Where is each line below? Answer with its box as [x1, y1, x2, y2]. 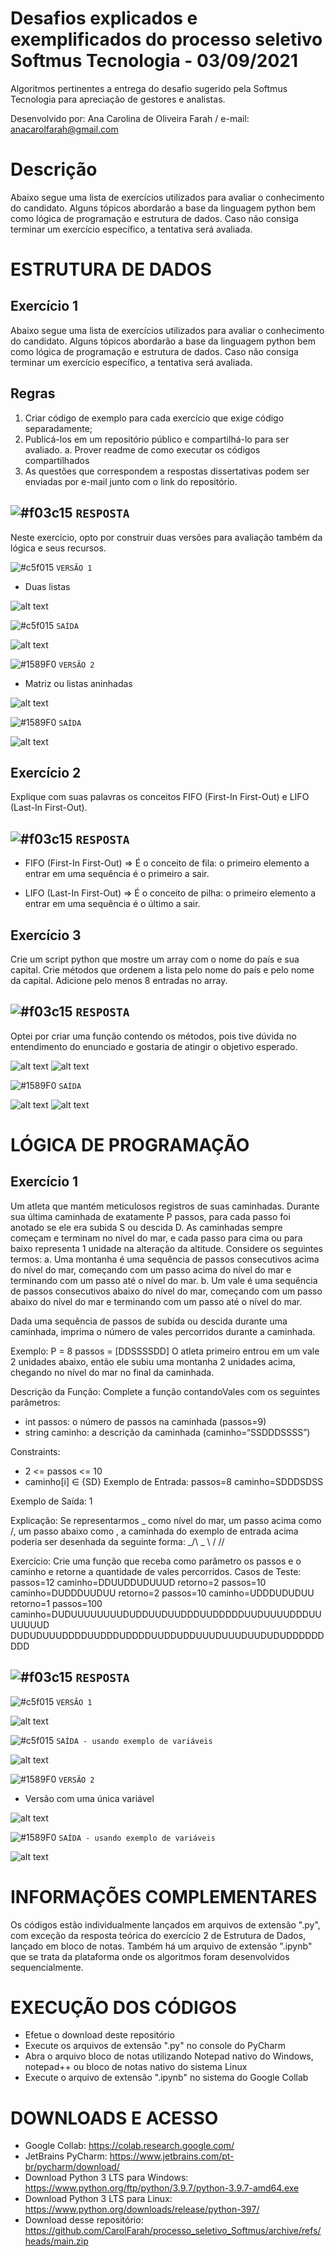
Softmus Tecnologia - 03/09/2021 [10, 50, 298, 72]
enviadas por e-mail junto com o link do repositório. [24, 475, 238, 487]
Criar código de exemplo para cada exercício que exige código [24, 412, 285, 424]
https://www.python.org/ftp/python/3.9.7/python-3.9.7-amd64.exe [24, 2182, 300, 2194]
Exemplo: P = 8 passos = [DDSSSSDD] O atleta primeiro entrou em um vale [10, 1345, 320, 1357]
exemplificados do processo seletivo [10, 28, 323, 51]
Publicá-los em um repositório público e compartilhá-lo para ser [24, 433, 290, 445]
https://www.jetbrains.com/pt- [109, 2150, 235, 2162]
